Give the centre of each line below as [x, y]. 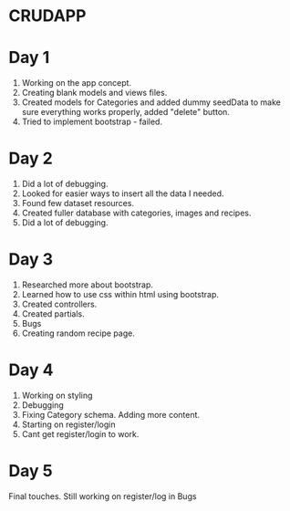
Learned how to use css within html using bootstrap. [120, 294]
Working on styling [57, 395]
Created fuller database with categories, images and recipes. [136, 213]
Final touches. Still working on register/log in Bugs [103, 496]
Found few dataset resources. [78, 203]
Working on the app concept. [77, 83]
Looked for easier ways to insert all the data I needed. [123, 193]
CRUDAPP [47, 16]
